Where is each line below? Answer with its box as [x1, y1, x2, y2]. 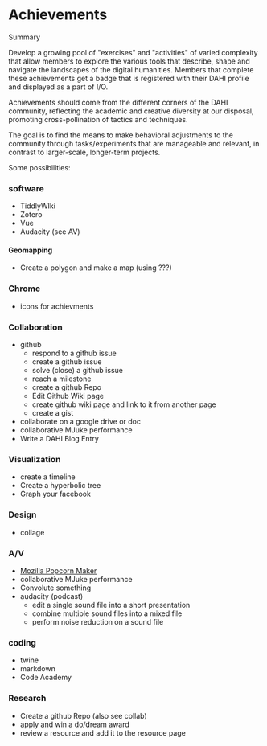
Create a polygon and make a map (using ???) [19, 263, 172, 273]
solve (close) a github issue [31, 366, 123, 375]
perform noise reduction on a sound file [31, 617, 164, 626]
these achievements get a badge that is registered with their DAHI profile [8, 73, 249, 83]
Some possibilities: [8, 162, 71, 172]
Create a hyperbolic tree [19, 481, 101, 490]
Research [8, 693, 47, 704]
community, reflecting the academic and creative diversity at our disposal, [8, 106, 254, 116]
